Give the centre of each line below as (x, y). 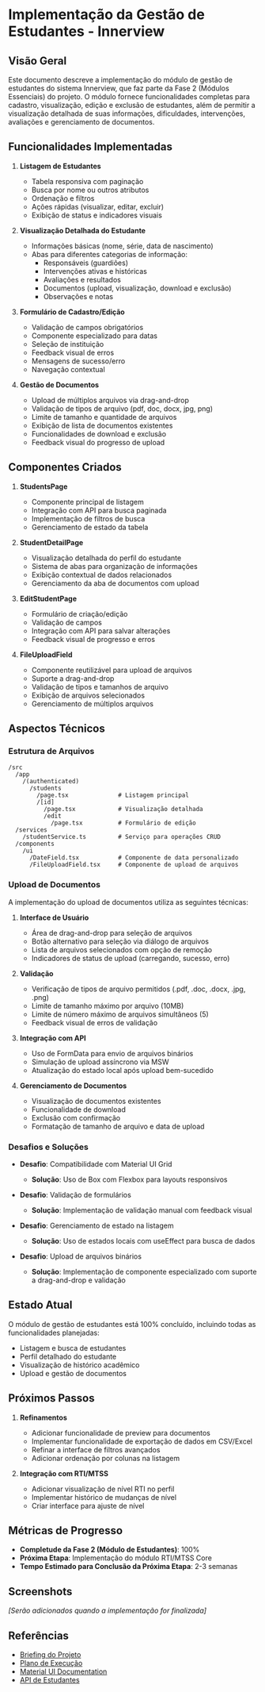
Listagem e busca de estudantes (73, 1348)
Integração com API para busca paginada (99, 510)
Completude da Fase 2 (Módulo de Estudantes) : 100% (110, 1550)
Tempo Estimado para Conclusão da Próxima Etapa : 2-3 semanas (129, 1567)
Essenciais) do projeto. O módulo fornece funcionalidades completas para (129, 96)
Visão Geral (38, 61)
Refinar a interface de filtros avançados (96, 1449)
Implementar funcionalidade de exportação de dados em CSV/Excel (142, 1441)
